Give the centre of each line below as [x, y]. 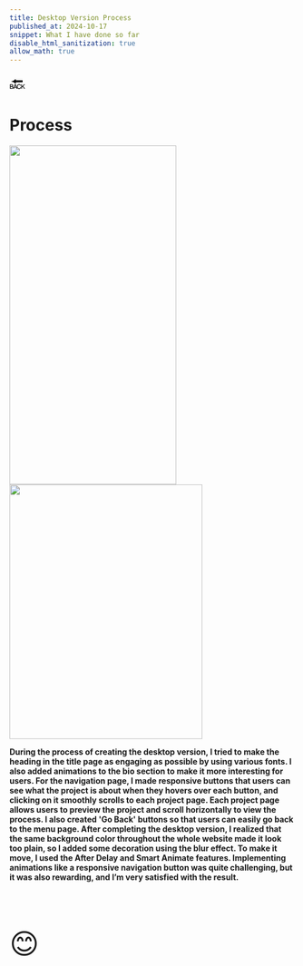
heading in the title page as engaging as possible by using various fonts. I [151, 762]
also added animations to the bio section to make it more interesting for [147, 771]
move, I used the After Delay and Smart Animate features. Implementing [148, 858]
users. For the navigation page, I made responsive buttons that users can [150, 781]
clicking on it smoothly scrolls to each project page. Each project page [144, 800]
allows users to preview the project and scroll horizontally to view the [143, 810]
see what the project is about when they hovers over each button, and [144, 791]
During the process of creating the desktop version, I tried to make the [144, 752]
